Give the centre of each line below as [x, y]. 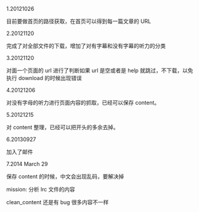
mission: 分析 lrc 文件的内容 [41, 189]
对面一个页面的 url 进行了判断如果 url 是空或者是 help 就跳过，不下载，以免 [100, 70]
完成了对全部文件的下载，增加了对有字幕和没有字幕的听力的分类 [86, 46]
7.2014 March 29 [27, 164]
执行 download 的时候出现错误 [44, 78]
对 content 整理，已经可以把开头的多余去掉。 [62, 127]
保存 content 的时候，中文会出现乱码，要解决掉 [65, 176]
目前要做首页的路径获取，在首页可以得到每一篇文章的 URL [79, 21]
